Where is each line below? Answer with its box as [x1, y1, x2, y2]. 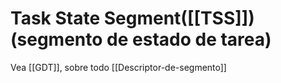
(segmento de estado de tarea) [10, 28, 272, 51]
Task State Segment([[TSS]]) [10, 7, 255, 30]
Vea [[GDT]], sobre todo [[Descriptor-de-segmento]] [10, 61, 227, 73]
